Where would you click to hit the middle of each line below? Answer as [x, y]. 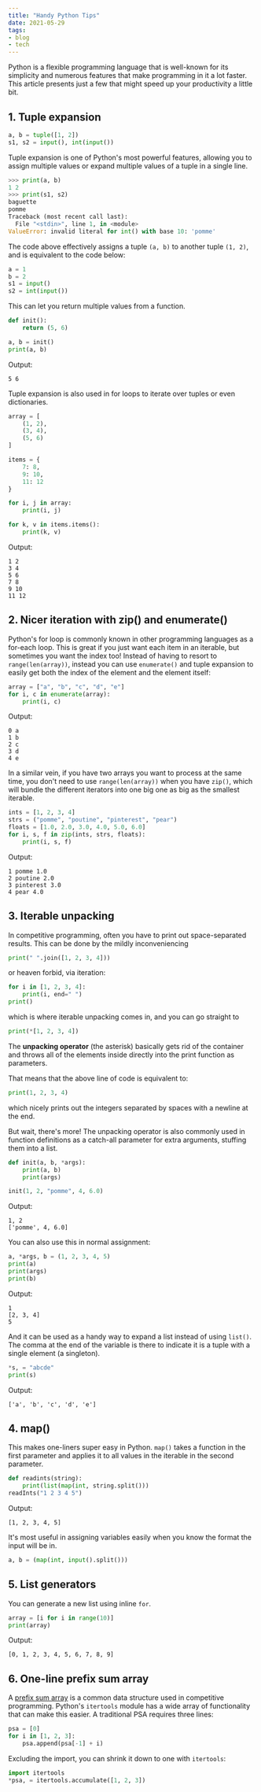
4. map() [29, 1428]
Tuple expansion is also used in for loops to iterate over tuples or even [122, 394]
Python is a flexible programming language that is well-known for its [118, 67]
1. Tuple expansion [55, 117]
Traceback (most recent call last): [68, 217]
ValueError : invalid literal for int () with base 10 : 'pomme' [112, 231]
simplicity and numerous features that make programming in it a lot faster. [128, 76]
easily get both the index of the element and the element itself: [109, 672]
